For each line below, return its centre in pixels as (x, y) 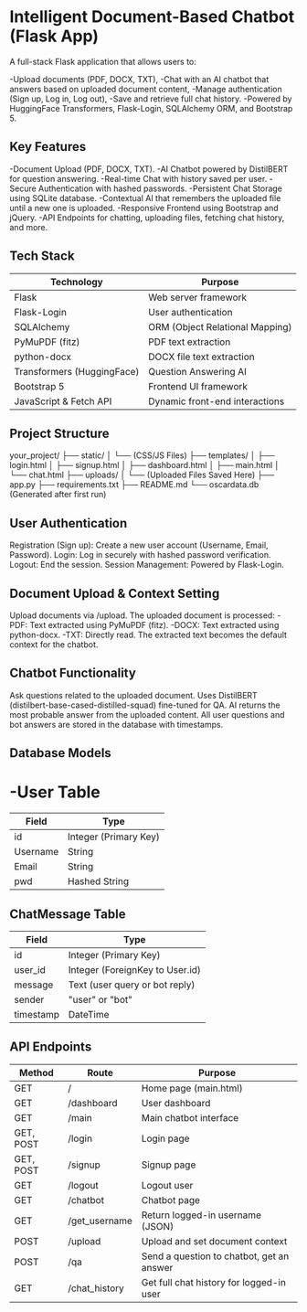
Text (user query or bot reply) (132, 985)
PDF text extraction (189, 342)
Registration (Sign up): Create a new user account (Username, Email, (139, 545)
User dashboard (176, 1103)
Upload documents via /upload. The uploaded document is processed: (143, 615)
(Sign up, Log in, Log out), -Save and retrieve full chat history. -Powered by (151, 99)
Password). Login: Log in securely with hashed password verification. (140, 555)
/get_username (100, 1221)
